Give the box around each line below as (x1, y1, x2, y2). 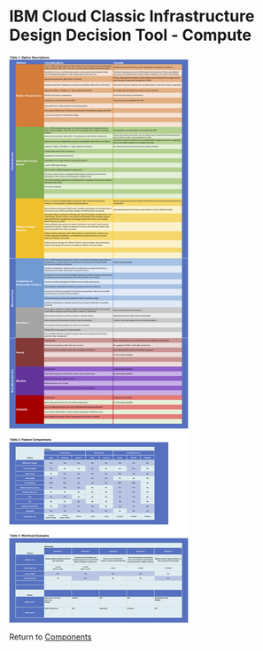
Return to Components (9, 631, 92, 642)
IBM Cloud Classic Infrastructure (9, 6, 255, 27)
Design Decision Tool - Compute (9, 25, 252, 45)
